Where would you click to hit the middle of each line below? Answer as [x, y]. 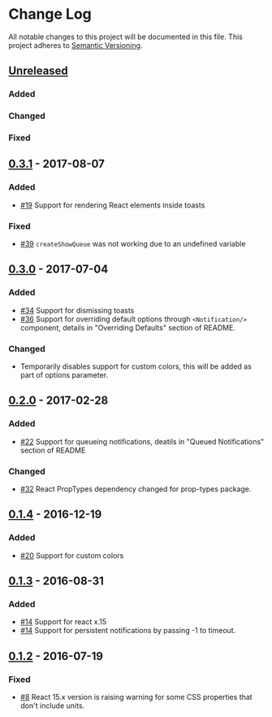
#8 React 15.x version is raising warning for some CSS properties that [136, 697]
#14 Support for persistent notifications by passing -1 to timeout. [128, 631]
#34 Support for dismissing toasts [77, 310]
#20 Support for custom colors [72, 555]
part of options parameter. [64, 375]
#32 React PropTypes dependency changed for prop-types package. [136, 489]
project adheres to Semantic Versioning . [76, 45]
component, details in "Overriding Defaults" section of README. [127, 327]
